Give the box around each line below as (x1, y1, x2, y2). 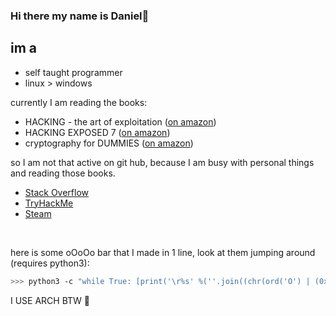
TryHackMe (24, 197, 74, 209)
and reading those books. (10, 167, 116, 179)
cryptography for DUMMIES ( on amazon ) (24, 137, 194, 149)
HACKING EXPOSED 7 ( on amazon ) (24, 126, 171, 138)
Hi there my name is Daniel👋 (10, 9, 150, 23)
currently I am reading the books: (10, 96, 148, 108)
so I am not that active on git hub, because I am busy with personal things (10, 156, 315, 168)
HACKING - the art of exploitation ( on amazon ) (24, 115, 217, 128)
